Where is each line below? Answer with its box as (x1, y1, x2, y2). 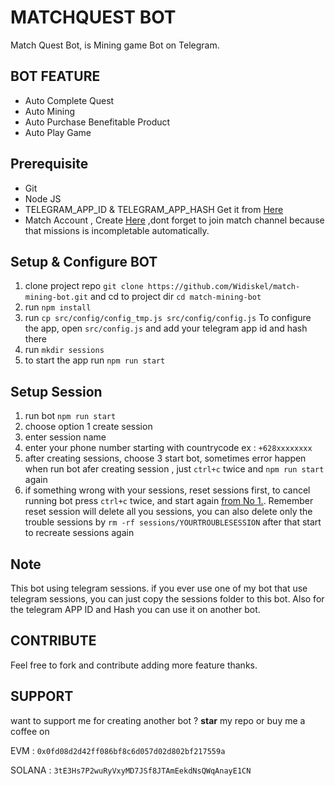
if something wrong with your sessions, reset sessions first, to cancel (24, 484, 311, 496)
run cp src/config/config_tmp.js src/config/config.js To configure (24, 312, 312, 324)
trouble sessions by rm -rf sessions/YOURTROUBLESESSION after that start (24, 516, 322, 528)
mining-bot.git (24, 292, 89, 303)
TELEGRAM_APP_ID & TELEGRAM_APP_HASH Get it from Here (24, 203, 284, 215)
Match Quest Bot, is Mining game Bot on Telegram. (10, 39, 220, 51)
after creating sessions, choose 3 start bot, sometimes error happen (24, 452, 307, 465)
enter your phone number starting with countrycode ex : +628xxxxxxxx (24, 442, 313, 454)
